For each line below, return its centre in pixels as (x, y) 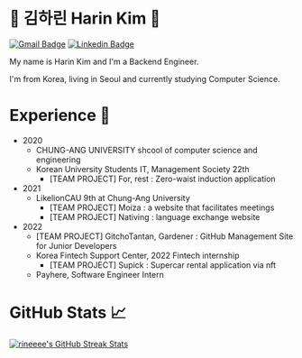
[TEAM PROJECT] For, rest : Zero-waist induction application (163, 179)
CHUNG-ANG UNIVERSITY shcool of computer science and (147, 150)
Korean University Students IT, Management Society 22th (142, 169)
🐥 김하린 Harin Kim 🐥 (85, 18)
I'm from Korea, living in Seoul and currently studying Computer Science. (145, 78)
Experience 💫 (60, 116)
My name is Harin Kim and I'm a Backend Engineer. (104, 61)
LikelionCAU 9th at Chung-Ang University (113, 197)
